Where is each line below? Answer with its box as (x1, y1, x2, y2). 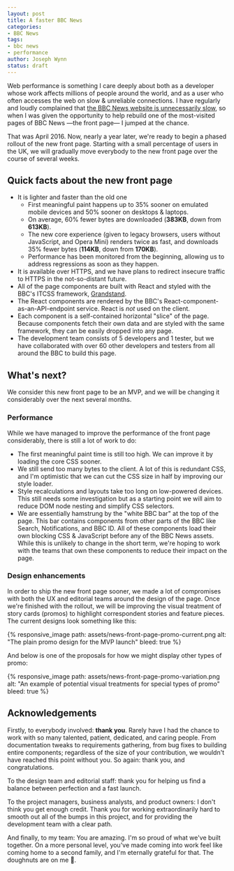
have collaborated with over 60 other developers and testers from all (17, 342, 215, 350)
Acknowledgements (7, 707, 97, 719)
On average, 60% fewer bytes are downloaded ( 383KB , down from (27, 215, 221, 224)
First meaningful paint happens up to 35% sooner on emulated (27, 201, 208, 209)
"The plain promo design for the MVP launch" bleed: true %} (7, 638, 182, 646)
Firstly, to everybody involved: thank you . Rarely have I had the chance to (7, 726, 220, 734)
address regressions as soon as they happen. (27, 260, 159, 268)
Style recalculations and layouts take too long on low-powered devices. (17, 487, 224, 495)
